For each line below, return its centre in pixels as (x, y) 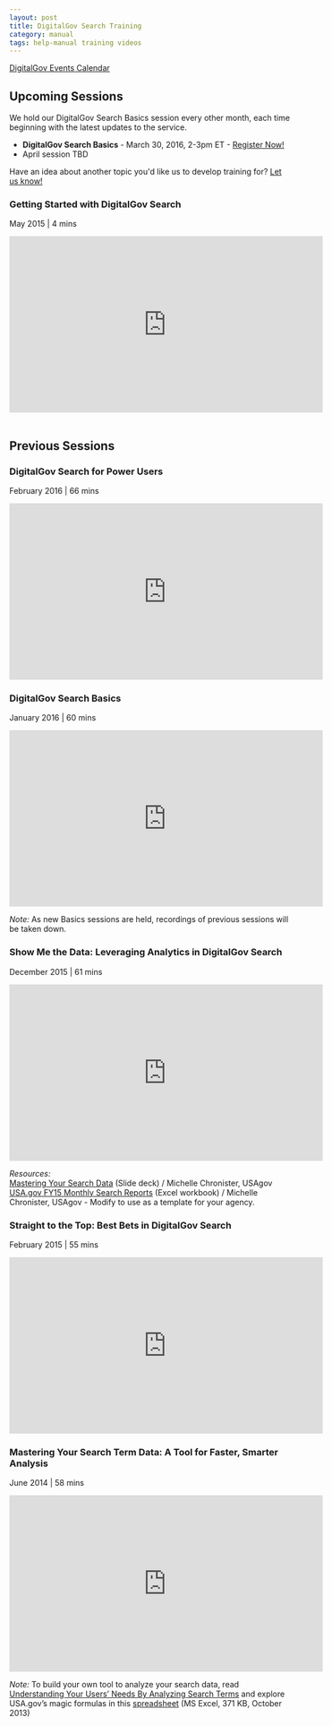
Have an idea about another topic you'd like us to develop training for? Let (145, 172)
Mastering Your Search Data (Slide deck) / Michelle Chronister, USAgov (141, 1183)
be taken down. (38, 929)
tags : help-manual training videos (76, 43)
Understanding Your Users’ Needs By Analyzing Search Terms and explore (147, 1694)
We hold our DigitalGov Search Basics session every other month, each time (150, 118)
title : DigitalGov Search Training (76, 26)
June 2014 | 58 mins (47, 1483)
